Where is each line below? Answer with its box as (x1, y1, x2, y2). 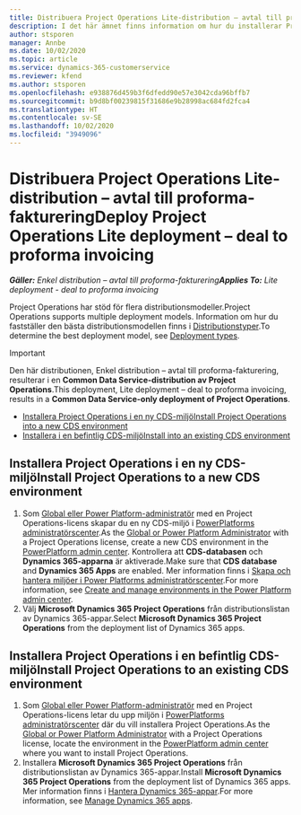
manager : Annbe (9, 38, 66, 48)
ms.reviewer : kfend (9, 72, 82, 81)
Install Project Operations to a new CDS (37, 470, 261, 486)
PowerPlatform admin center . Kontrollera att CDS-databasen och (21, 546, 263, 556)
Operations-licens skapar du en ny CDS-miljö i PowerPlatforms (21, 517, 255, 528)
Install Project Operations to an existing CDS (37, 662, 289, 678)
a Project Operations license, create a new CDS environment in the (21, 536, 269, 548)
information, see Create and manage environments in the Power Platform (21, 584, 292, 595)
